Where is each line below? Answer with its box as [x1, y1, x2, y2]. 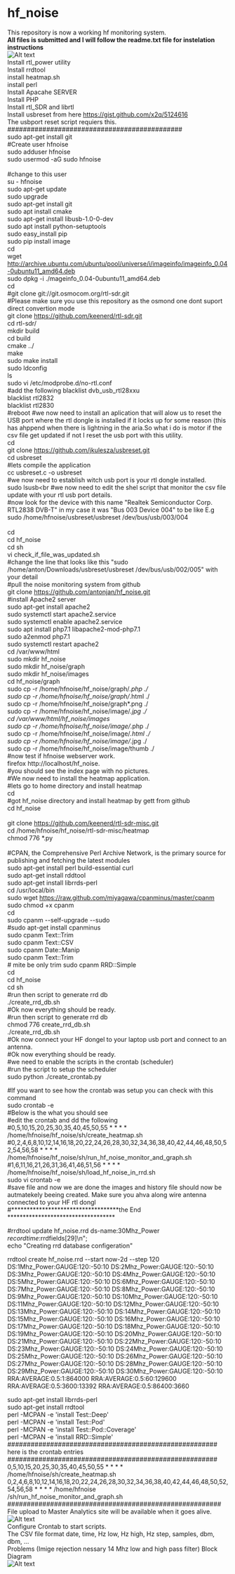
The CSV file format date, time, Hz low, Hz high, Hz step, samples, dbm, [7, 1529, 215, 1538]
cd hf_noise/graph [7, 677, 60, 685]
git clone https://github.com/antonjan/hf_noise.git [7, 588, 151, 596]
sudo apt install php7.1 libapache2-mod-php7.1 [7, 625, 140, 633]
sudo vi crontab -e [7, 1175, 61, 1184]
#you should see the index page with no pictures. [7, 767, 150, 775]
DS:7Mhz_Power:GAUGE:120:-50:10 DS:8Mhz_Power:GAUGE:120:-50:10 [7, 1285, 215, 1293]
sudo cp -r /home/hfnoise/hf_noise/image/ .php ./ [7, 722, 149, 730]
